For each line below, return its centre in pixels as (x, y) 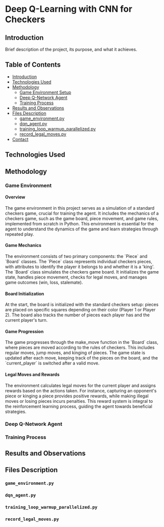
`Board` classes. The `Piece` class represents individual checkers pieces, (79, 261)
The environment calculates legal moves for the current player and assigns (81, 385)
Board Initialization (25, 294)
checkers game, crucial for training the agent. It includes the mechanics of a (82, 213)
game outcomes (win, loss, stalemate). (44, 282)
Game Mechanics (23, 245)
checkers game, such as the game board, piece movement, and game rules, (82, 218)
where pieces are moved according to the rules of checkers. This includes (80, 348)
